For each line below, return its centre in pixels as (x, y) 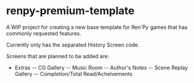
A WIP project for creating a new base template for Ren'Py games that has (97, 27)
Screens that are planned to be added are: (58, 56)
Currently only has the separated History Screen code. (73, 45)
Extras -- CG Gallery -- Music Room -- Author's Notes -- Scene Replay (101, 67)
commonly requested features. (44, 33)
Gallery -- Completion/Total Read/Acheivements (74, 74)
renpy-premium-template (70, 11)
